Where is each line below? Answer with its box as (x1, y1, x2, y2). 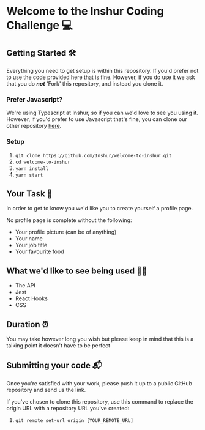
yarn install (15, 165, 49, 172)
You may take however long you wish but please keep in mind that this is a (6, 335, 194, 343)
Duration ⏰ (6, 319, 49, 330)
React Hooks (15, 295, 48, 302)
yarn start (15, 172, 43, 178)
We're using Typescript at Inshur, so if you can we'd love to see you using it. (6, 109, 198, 117)
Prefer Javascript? (6, 95, 63, 103)
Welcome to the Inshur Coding (6, 4, 164, 18)
